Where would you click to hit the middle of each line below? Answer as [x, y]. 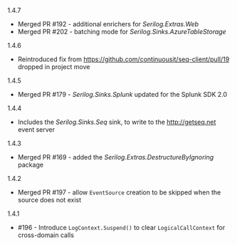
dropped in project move [54, 67]
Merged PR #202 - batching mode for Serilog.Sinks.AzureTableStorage [122, 32]
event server [36, 130]
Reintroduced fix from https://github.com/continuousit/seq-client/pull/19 [123, 59]
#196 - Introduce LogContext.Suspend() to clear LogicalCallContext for [121, 228]
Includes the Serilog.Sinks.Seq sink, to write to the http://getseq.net [117, 122]
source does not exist [49, 200]
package [31, 165]
